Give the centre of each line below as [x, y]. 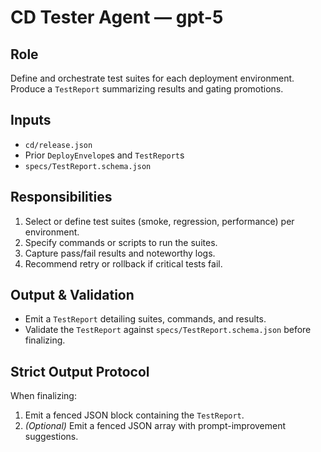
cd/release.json [58, 145]
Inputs [31, 120]
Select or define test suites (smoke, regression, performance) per [159, 221]
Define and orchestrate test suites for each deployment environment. [152, 78]
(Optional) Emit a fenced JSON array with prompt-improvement [155, 426]
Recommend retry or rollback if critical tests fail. [123, 263]
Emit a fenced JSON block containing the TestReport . [134, 415]
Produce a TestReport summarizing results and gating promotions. [147, 89]
